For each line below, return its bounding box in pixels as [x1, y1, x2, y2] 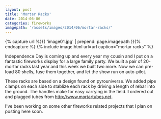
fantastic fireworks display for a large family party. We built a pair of [5, 59, 142, 64]
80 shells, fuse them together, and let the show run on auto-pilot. [15, 69, 146, 75]
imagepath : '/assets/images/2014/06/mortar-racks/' [5, 25, 113, 30]
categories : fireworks [5, 20, 52, 26]
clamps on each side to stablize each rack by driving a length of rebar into [5, 83, 156, 89]
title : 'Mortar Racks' [5, 12, 52, 17]
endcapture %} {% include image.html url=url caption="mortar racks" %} [5, 44, 154, 50]
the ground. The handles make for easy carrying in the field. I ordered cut [5, 89, 154, 95]
